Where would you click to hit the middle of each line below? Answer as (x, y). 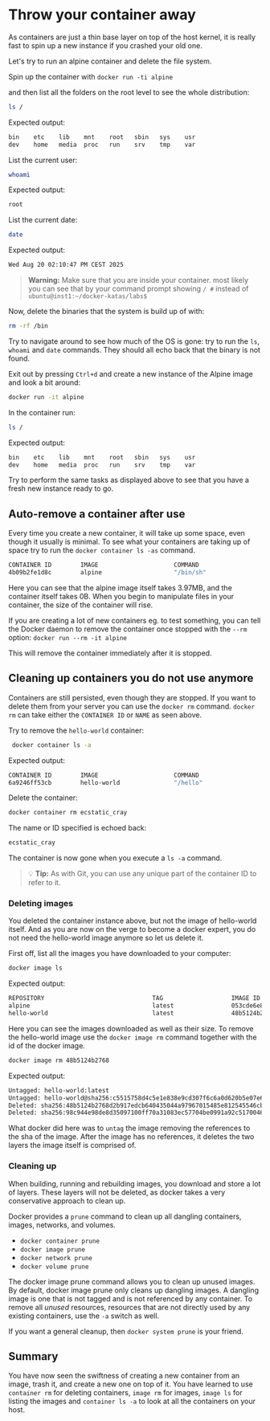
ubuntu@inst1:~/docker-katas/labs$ (88, 296)
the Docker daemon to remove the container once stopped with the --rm (128, 629)
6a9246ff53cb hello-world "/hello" (106, 782)
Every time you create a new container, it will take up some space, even (127, 533)
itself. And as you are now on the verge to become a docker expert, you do (132, 929)
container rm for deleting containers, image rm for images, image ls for (125, 1393)
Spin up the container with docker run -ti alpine (91, 76)
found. (19, 358)
